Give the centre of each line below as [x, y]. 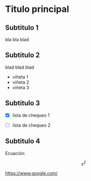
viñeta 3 [21, 87]
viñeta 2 [21, 82]
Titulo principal [37, 9]
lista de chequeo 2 [31, 125]
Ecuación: [15, 153]
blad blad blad [20, 67]
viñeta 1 [20, 77]
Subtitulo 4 [23, 141]
